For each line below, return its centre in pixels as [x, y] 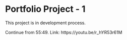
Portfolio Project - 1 [45, 9]
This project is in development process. [45, 23]
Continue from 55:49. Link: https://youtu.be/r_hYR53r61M [64, 32]
